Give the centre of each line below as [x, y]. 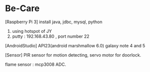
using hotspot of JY [32, 31]
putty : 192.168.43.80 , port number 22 [51, 36]
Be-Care [22, 8]
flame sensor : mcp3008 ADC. [36, 64]
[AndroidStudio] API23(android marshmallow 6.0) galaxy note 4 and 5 [75, 45]
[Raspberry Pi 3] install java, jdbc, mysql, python [54, 22]
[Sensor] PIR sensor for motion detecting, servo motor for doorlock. [73, 55]
